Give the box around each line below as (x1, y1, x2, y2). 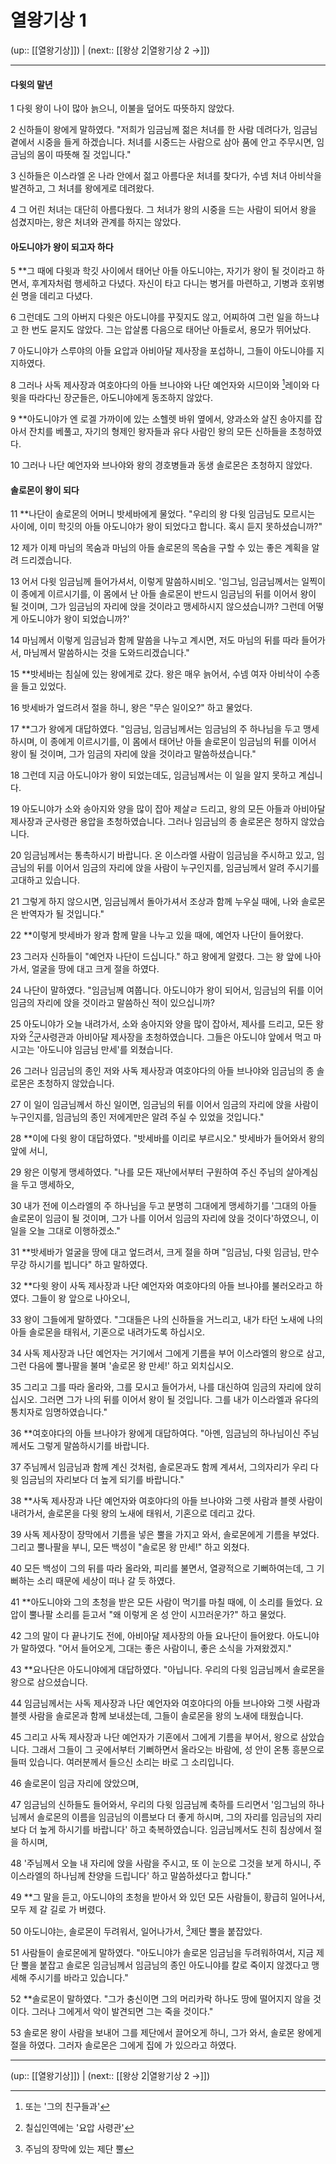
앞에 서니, (10, 1144, 48, 1156)
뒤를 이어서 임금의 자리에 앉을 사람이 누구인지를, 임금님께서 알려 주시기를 (36, 862, 320, 874)
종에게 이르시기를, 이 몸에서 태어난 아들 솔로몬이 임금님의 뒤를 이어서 (49, 736, 317, 748)
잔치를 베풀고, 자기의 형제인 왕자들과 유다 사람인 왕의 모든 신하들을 (28, 426, 288, 437)
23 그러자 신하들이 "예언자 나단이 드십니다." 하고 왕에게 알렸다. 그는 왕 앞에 (10, 951, 303, 963)
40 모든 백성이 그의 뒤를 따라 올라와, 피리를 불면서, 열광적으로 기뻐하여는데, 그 (10, 1562, 315, 1574)
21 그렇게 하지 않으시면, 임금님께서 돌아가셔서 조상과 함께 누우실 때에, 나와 (10, 896, 299, 908)
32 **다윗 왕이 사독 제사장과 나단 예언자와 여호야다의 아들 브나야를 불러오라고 (10, 1279, 313, 1291)
